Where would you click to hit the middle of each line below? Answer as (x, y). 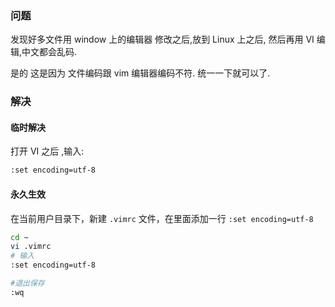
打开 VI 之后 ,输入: (47, 151)
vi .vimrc (31, 247)
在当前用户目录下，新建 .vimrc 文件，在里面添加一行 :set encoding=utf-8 (162, 218)
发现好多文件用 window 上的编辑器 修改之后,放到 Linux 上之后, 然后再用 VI (162, 39)
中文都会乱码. (49, 52)
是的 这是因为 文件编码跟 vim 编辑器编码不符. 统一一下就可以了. (140, 73)
